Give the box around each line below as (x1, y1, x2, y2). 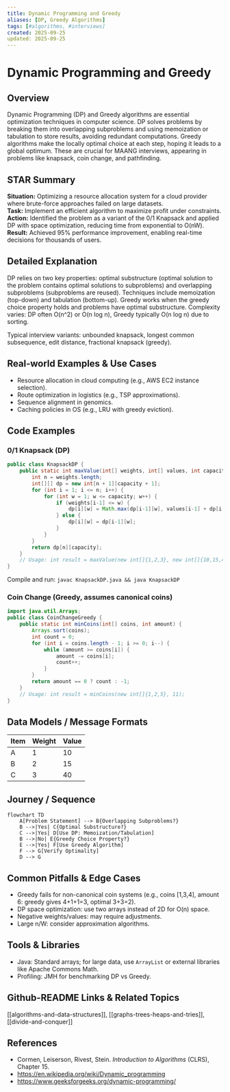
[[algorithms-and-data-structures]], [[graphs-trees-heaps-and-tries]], (7, 1010, 205, 1018)
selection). (16, 383, 47, 391)
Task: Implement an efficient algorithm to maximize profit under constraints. (7, 206, 222, 214)
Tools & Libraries (7, 939, 80, 951)
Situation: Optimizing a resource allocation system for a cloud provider (7, 192, 207, 200)
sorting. (7, 317, 29, 325)
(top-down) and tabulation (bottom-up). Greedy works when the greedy (7, 295, 210, 303)
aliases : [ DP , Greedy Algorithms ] (7, 16, 106, 23)
